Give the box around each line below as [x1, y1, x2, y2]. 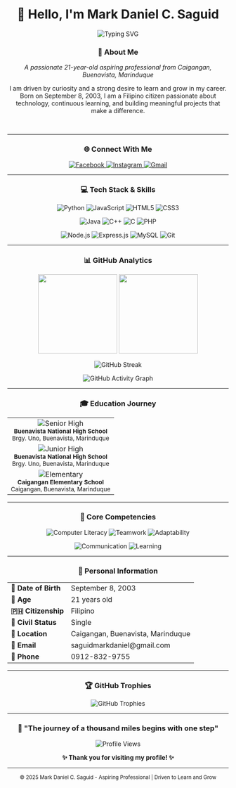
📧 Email [11, 640, 37, 650]
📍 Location [11, 629, 48, 639]
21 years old [70, 595, 112, 605]
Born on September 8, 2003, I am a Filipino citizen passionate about [20, 91, 216, 101]
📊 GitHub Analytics [84, 255, 152, 265]
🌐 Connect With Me [84, 144, 152, 154]
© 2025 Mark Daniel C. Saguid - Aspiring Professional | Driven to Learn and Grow [20, 773, 216, 781]
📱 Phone [11, 652, 40, 661]
